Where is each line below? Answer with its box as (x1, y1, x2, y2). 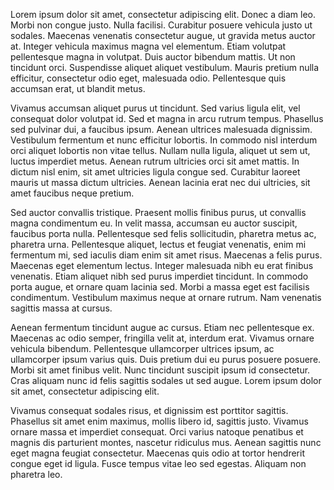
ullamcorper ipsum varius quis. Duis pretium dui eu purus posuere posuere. (10, 354, 322, 365)
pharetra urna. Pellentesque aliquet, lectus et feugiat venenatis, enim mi (10, 239, 307, 250)
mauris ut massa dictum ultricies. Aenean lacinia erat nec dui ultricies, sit (10, 177, 311, 188)
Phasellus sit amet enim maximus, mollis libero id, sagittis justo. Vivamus (10, 415, 309, 427)
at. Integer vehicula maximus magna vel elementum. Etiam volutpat (10, 40, 287, 52)
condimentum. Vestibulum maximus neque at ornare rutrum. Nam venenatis (10, 292, 322, 303)
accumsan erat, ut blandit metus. (10, 83, 146, 94)
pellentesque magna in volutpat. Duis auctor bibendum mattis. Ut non (10, 51, 296, 63)
